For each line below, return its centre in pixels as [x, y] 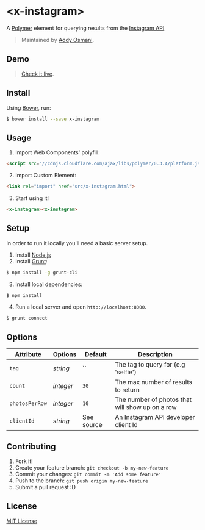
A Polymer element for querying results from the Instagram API [85, 28]
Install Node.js [33, 255]
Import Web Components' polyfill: [57, 152]
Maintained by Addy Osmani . [58, 40]
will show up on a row [146, 407]
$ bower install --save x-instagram [53, 119]
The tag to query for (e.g [150, 365]
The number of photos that [153, 399]
